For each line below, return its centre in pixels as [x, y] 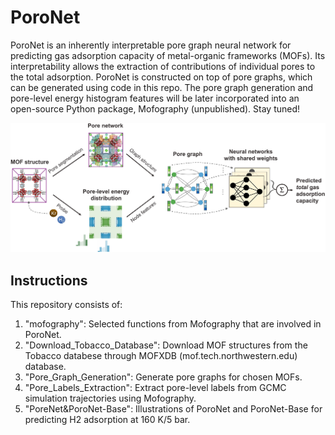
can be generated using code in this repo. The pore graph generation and [162, 87]
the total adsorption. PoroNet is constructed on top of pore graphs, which [161, 77]
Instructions [49, 280]
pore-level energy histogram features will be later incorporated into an [155, 98]
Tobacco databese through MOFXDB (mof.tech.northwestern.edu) [161, 356]
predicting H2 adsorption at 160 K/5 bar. [107, 420]
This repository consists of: [66, 305]
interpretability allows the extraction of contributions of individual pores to [163, 66]
